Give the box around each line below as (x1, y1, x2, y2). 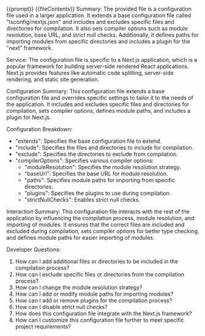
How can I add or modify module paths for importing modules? (15, 291, 174, 297)
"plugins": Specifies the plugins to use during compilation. (24, 189, 171, 197)
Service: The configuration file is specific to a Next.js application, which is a (6, 56, 198, 63)
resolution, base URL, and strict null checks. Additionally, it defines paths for (6, 31, 199, 39)
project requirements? (15, 323, 72, 330)
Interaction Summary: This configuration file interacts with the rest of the (6, 208, 190, 215)
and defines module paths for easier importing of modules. (6, 234, 155, 241)
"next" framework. (6, 44, 53, 52)
